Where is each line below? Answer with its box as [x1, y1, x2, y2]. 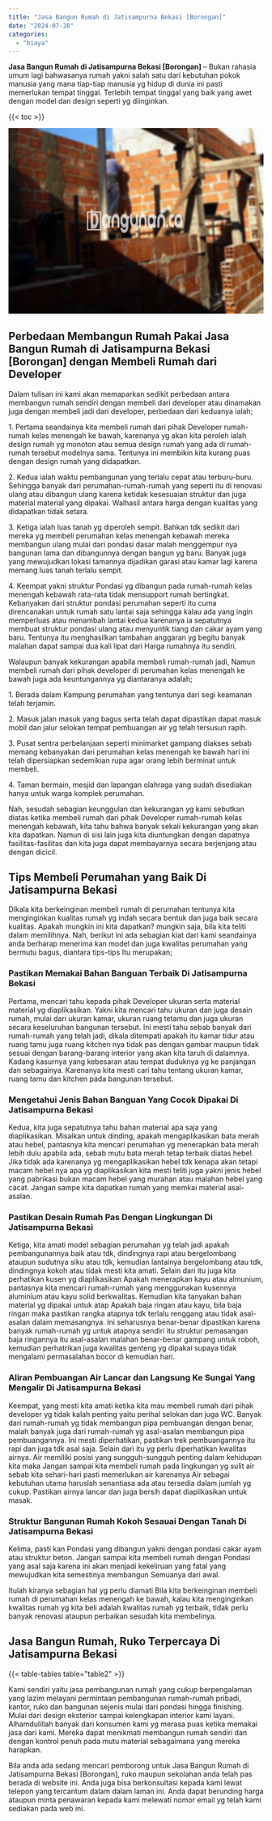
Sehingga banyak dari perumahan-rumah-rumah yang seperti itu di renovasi [8, 480, 262, 490]
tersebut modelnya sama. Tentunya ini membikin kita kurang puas [31, 448, 251, 457]
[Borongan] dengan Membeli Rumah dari [8, 355, 217, 368]
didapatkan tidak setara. [8, 506, 89, 516]
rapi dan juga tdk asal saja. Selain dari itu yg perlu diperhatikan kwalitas [8, 1444, 247, 1453]
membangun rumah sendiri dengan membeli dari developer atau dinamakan [8, 398, 261, 407]
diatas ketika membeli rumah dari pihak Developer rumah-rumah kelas [8, 812, 243, 822]
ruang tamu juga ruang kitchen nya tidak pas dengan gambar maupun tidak [8, 1039, 259, 1049]
